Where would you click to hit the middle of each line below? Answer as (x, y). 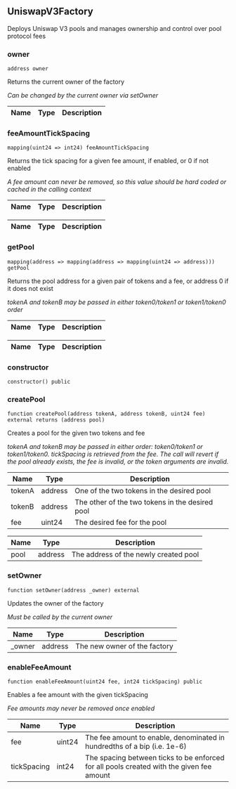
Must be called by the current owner (60, 617)
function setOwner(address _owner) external (73, 590)
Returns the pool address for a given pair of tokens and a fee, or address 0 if (118, 281)
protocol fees (27, 36)
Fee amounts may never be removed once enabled (81, 708)
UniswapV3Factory (50, 12)
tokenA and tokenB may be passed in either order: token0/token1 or (105, 447)
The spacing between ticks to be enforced (155, 757)
